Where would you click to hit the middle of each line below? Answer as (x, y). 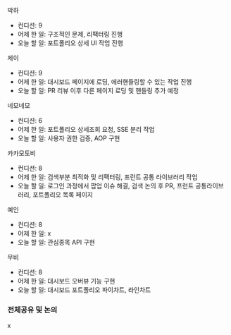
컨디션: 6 (30, 121)
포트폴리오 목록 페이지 (63, 195)
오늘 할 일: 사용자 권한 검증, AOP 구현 (69, 138)
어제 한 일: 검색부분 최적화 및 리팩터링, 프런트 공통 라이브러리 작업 (107, 177)
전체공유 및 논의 (32, 310)
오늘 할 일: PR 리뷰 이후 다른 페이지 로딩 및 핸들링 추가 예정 (98, 91)
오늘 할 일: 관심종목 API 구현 (56, 242)
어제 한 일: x (34, 233)
